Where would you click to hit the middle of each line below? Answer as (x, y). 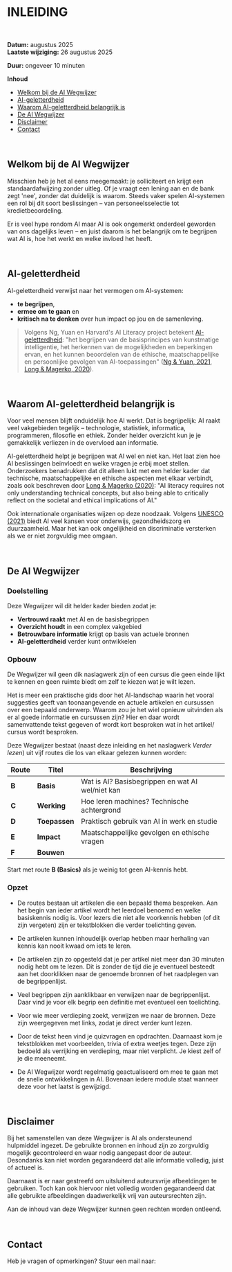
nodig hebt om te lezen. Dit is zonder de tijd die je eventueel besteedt (116, 966)
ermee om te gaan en (48, 311)
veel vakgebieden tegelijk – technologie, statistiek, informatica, (97, 428)
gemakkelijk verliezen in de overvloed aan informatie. (83, 443)
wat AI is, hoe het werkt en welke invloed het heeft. (80, 238)
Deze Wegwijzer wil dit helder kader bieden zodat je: (82, 606)
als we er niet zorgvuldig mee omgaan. (62, 536)
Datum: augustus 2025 (40, 44)
